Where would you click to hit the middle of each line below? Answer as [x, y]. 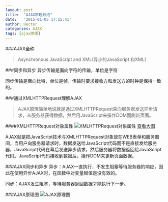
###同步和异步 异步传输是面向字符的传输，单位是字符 [62, 70]
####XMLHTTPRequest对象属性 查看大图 [80, 126]
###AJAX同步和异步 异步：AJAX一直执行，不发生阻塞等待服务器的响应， [82, 166]
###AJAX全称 [20, 48]
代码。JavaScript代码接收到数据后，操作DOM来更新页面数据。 [71, 156]
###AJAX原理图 [22, 194]
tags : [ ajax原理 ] [23, 33]
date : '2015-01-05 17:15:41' [38, 19]
